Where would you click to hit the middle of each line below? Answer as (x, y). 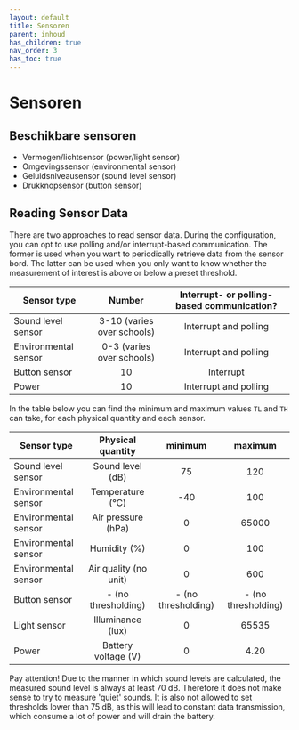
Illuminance (117, 620)
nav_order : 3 (33, 51)
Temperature (117, 491)
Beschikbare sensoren (73, 136)
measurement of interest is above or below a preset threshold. (123, 272)
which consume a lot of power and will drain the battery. (112, 716)
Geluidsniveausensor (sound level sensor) (99, 176)
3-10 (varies (126, 320)
